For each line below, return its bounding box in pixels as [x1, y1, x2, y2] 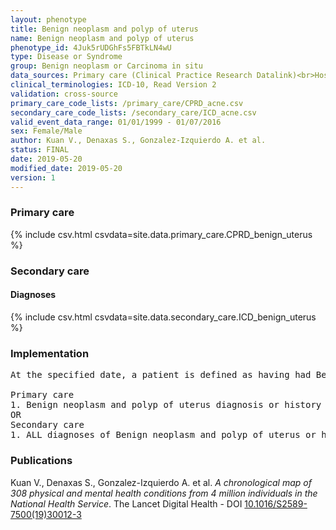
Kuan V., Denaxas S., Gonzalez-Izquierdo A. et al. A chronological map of [10, 476, 312, 488]
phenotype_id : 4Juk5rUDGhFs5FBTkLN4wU [10, 42, 172, 53]
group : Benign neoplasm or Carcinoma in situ [10, 61, 203, 71]
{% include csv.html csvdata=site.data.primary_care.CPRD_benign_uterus [10, 228, 313, 240]
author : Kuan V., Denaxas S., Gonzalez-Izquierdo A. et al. [10, 136, 267, 146]
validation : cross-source [10, 89, 118, 99]
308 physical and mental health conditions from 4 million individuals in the [10, 487, 318, 499]
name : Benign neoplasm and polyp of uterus [10, 33, 195, 43]
